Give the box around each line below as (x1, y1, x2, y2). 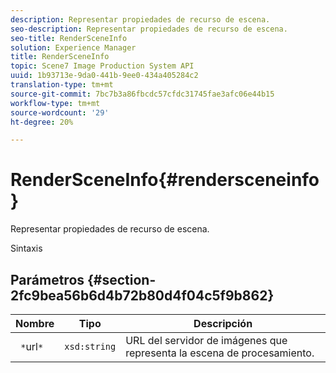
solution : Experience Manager (10, 42, 137, 53)
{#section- (87, 271, 157, 288)
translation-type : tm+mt (10, 80, 114, 90)
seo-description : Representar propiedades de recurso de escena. (10, 24, 288, 34)
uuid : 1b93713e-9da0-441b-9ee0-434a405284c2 (10, 71, 199, 81)
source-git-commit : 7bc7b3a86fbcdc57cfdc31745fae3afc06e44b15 (10, 89, 275, 99)
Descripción (193, 317, 253, 330)
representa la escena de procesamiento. (125, 346, 315, 360)
